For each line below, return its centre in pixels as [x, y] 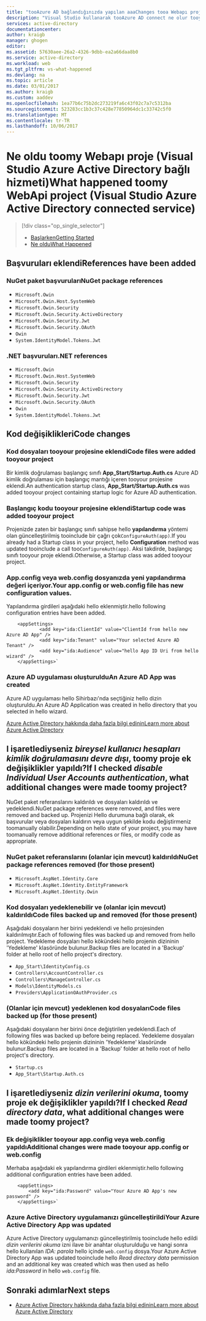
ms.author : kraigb [30, 92]
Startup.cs [29, 1068]
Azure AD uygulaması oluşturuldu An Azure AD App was [91, 677]
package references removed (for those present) [81, 865]
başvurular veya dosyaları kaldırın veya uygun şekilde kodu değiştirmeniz [99, 822]
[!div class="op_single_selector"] [63, 226]
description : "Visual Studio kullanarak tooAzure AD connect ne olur [97, 18]
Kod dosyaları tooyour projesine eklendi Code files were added [101, 452]
